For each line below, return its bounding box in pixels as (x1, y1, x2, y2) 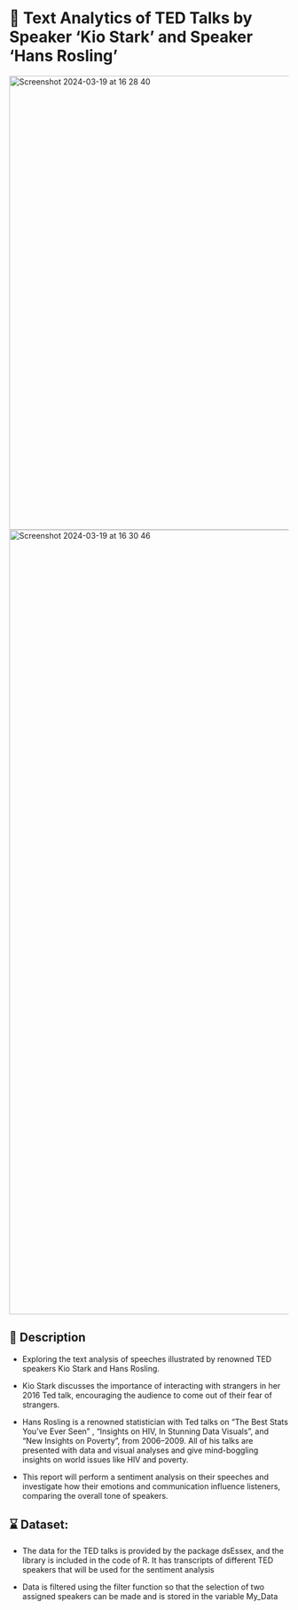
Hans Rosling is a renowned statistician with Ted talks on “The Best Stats (21, 1416, 288, 1427)
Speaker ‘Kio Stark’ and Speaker (9, 27, 254, 47)
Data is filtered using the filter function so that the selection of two (21, 1582, 264, 1592)
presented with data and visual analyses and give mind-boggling (21, 1445, 259, 1455)
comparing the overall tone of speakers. (21, 1490, 169, 1501)
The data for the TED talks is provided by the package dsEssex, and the (21, 1545, 284, 1556)
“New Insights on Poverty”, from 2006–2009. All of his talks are (21, 1435, 254, 1446)
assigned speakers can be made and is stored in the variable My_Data (21, 1590, 278, 1601)
